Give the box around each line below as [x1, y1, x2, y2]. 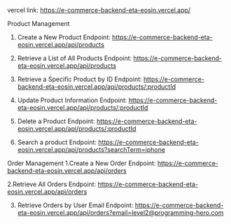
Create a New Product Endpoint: [17, 33, 111, 41]
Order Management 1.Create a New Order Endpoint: [7, 159, 156, 167]
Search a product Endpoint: [17, 138, 97, 146]
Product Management [7, 20, 70, 27]
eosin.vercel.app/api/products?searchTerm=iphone [17, 146, 166, 153]
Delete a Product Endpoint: [17, 117, 96, 125]
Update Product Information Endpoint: [17, 96, 127, 104]
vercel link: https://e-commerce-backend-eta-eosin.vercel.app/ [7, 6, 191, 14]
